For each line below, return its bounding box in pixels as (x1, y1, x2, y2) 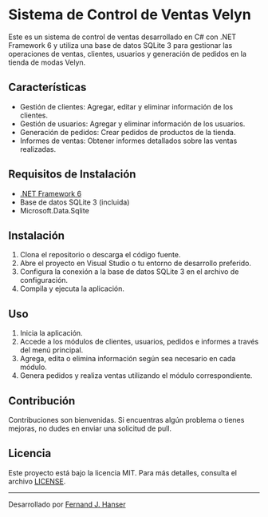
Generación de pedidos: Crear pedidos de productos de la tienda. (19, 127, 236, 137)
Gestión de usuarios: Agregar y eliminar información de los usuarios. (19, 118, 246, 129)
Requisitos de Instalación (8, 168, 136, 181)
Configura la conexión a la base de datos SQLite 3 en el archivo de (19, 267, 239, 276)
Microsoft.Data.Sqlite (19, 205, 89, 215)
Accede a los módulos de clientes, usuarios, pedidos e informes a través (19, 337, 259, 347)
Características (8, 81, 87, 94)
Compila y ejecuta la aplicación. (19, 284, 125, 293)
